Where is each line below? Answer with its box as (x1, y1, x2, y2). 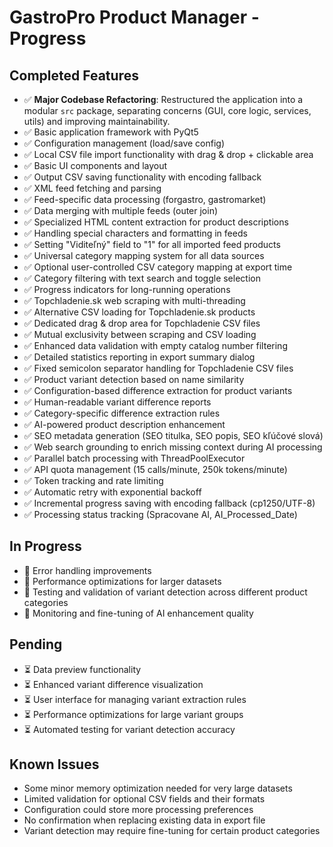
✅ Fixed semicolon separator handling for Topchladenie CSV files (23, 362, 294, 374)
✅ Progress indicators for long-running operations (23, 284, 231, 295)
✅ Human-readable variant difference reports (23, 396, 212, 408)
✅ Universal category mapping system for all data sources (23, 250, 265, 261)
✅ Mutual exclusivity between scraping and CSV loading (23, 329, 257, 340)
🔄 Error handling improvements (23, 564, 152, 576)
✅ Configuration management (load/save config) (23, 137, 226, 149)
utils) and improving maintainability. (23, 116, 171, 127)
